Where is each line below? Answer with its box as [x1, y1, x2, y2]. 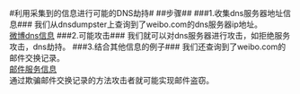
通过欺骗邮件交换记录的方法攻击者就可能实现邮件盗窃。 [9, 75, 214, 85]
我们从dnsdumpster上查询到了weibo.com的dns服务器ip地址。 [34, 19, 263, 30]
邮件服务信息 [9, 64, 57, 74]
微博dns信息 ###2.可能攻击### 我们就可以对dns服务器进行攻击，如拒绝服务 [9, 30, 291, 40]
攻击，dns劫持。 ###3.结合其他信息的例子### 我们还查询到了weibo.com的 [9, 41, 287, 52]
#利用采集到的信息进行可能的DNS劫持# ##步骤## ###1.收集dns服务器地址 [9, 8, 284, 18]
